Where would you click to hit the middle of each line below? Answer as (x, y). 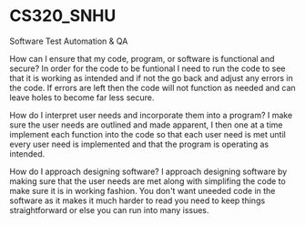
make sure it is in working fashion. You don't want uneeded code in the (142, 190)
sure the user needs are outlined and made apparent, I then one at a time (147, 125)
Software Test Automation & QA (69, 41)
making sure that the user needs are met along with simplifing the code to (148, 181)
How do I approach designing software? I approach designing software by (148, 171)
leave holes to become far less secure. (82, 97)
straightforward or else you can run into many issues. (109, 210)
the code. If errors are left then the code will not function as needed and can (152, 87)
